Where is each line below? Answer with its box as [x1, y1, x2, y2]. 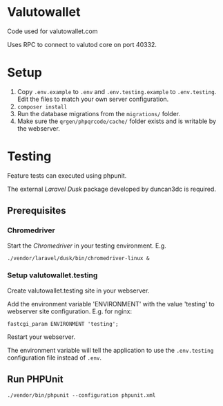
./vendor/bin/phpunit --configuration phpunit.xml [7, 391, 156, 398]
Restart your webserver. [7, 333, 76, 341]
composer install [17, 103, 68, 111]
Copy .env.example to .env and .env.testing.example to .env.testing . [17, 87, 217, 95]
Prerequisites [7, 205, 66, 216]
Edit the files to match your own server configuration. [17, 95, 169, 103]
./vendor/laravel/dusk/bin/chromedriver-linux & [7, 255, 150, 261]
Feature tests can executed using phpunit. [7, 171, 127, 180]
